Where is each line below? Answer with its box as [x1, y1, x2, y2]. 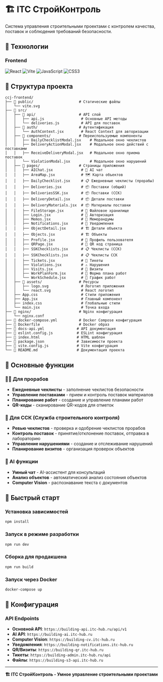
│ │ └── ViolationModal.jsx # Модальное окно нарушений [5, 159, 147, 164]
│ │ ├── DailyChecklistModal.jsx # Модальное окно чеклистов [5, 138, 147, 143]
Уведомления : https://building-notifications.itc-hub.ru [12, 642, 133, 647]
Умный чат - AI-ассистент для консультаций [12, 469, 105, 475]
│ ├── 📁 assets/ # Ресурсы [5, 279, 98, 285]
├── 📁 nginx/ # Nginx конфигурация [5, 310, 123, 314]
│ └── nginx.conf [5, 313, 45, 319]
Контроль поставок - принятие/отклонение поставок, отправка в [12, 430, 149, 436]
